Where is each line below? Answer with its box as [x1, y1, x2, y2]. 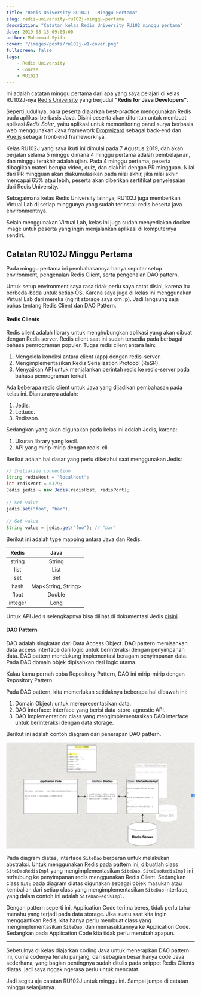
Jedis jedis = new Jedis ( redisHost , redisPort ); [6, 487, 130, 493]
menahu [6, 910, 27, 918]
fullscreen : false [6, 48, 52, 54]
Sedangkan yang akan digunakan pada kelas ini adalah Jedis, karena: [6, 426, 178, 433]
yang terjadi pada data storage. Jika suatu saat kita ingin [28, 910, 167, 918]
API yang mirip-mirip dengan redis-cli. [14, 444, 109, 451]
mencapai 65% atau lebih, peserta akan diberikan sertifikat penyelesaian [6, 177, 186, 184]
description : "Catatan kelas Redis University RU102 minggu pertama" [6, 22, 184, 28]
